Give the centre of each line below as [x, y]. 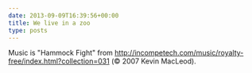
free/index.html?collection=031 [59, 61]
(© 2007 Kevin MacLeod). [153, 61]
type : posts [28, 30]
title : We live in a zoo [49, 23]
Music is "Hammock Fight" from [61, 53]
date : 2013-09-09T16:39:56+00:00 [64, 15]
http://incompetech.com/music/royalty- [179, 53]
